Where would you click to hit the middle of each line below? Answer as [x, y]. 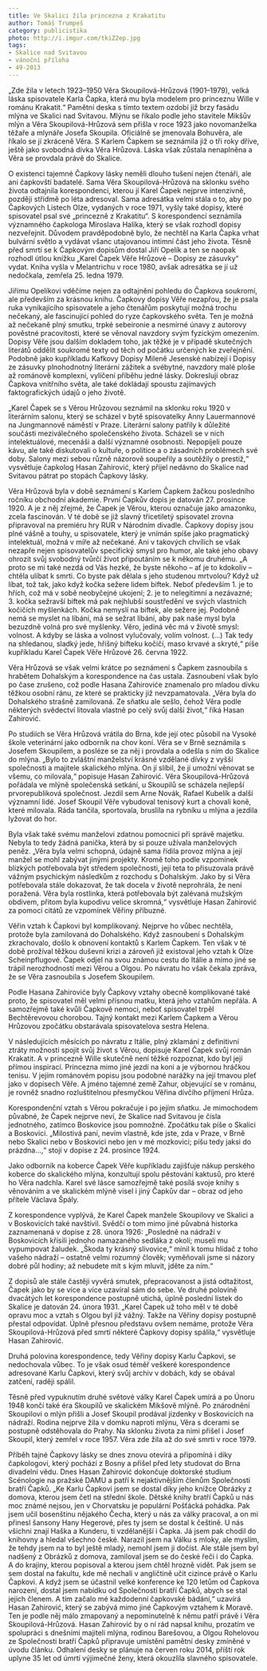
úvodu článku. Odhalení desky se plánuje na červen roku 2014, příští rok [127, 1649]
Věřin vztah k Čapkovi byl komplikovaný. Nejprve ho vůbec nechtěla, [121, 925]
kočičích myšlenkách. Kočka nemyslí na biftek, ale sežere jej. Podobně [124, 609]
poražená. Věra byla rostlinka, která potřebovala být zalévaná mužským [126, 893]
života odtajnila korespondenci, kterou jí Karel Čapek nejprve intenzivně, [127, 190]
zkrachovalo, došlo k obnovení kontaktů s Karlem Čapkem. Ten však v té [128, 943]
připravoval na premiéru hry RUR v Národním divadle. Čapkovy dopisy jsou [131, 525]
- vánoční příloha [39, 61]
